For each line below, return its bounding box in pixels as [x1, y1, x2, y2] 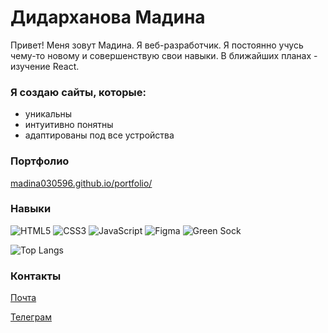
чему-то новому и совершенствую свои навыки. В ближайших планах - [10, 49, 318, 61]
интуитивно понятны [24, 119, 114, 131]
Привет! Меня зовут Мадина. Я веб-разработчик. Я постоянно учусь [10, 39, 304, 51]
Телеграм [10, 311, 52, 323]
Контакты [10, 269, 62, 283]
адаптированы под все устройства [24, 129, 175, 141]
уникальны [24, 108, 73, 120]
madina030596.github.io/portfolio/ [10, 177, 153, 189]
